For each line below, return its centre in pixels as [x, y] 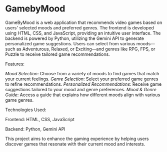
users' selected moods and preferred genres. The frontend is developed [79, 27]
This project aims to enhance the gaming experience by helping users [77, 139]
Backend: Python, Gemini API [35, 129]
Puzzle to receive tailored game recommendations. [57, 54]
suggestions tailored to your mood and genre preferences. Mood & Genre [81, 89]
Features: [15, 64]
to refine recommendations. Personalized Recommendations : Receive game [83, 84]
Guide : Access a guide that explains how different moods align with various [83, 95]
